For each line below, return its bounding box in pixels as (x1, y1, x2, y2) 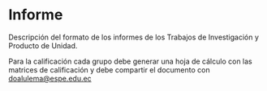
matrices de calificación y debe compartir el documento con (8, 64, 210, 74)
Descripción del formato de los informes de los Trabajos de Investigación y (8, 32, 260, 42)
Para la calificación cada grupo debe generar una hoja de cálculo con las (8, 56, 253, 66)
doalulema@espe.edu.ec (8, 73, 92, 83)
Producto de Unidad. (8, 40, 78, 50)
